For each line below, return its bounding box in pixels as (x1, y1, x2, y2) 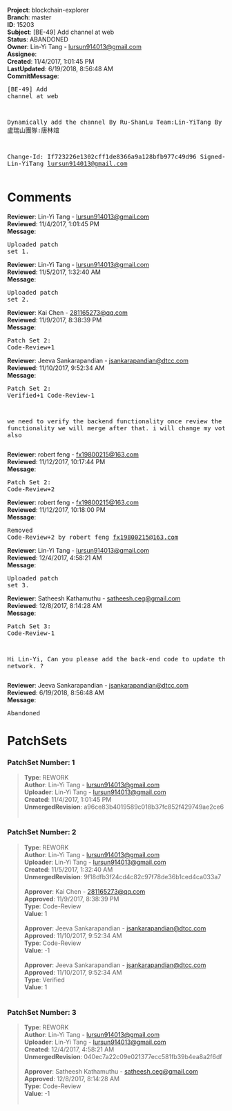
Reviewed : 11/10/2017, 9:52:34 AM (7, 363, 105, 372)
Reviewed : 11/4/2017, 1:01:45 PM (7, 219, 100, 228)
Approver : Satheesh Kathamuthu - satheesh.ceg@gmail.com (23, 1067, 198, 1076)
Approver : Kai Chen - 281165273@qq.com (23, 887, 146, 895)
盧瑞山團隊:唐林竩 (7, 127, 60, 134)
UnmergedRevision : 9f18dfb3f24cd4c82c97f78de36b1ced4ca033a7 (23, 872, 222, 881)
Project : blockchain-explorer (7, 6, 89, 14)
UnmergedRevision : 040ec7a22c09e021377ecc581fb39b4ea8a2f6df (23, 1053, 222, 1061)
